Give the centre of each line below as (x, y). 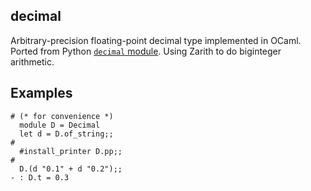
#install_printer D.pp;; (71, 151)
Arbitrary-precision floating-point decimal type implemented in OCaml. (156, 40)
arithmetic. (32, 61)
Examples (41, 93)
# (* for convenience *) (62, 116)
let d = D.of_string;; (66, 134)
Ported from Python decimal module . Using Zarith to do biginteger (146, 51)
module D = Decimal (60, 125)
